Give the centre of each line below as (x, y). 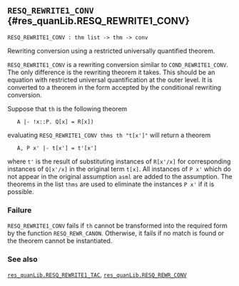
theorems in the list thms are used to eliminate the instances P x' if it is (111, 184)
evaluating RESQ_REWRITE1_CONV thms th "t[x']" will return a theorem (109, 135)
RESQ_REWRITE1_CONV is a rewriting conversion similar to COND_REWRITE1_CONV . (118, 64)
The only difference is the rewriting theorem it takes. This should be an (111, 72)
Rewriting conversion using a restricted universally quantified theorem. (111, 51)
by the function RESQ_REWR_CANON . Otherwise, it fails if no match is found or (116, 233)
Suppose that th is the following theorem (67, 108)
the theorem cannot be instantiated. (60, 241)
